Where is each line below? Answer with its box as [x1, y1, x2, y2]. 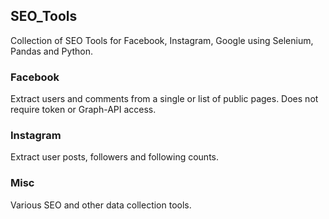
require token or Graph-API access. [10, 104, 157, 116]
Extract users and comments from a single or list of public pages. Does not [10, 93, 319, 105]
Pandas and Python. [10, 45, 94, 57]
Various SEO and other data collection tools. [10, 199, 192, 211]
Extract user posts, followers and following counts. [10, 151, 219, 163]
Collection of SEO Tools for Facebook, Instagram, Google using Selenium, [10, 34, 314, 46]
